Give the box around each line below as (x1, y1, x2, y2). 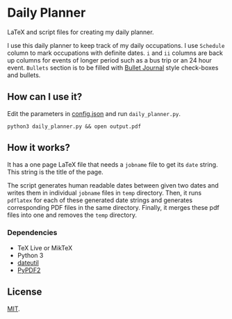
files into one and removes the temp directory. (7, 211, 138, 219)
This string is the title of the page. (7, 167, 104, 176)
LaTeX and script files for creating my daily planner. (7, 28, 154, 36)
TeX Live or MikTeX (17, 243, 73, 252)
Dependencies (7, 228, 58, 238)
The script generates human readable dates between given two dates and (7, 181, 219, 189)
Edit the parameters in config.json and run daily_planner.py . (7, 109, 181, 117)
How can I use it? (7, 91, 83, 103)
